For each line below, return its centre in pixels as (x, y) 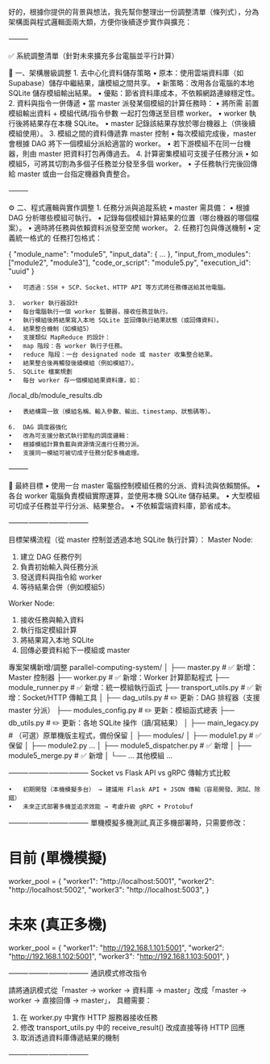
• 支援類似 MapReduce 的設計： (60, 337)
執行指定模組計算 (48, 630)
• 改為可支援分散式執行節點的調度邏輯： (70, 436)
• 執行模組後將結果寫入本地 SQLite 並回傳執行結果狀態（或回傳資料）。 (116, 320)
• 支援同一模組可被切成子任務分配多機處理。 (76, 453)
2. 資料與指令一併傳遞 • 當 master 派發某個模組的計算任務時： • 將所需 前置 (134, 103)
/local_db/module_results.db (56, 395)
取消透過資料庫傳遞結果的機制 (69, 1037)
